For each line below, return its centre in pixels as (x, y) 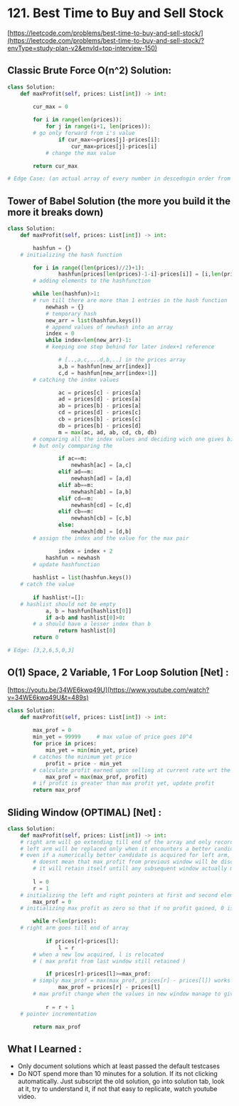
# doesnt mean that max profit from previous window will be (126, 862)
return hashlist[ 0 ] (87, 631)
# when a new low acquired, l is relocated (98, 955)
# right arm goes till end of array (75, 928)
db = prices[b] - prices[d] (100, 426)
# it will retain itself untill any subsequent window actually (130, 869)
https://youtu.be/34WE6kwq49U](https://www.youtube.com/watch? (110, 690)
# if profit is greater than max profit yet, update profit (124, 783)
